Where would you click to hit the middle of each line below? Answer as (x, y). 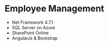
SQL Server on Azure (33, 27)
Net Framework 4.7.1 (32, 22)
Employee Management (54, 9)
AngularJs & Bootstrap (35, 38)
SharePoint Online (30, 33)
